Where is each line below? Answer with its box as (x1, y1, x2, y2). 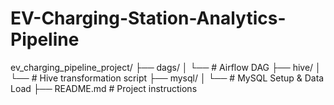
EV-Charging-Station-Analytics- (10, 7, 287, 30)
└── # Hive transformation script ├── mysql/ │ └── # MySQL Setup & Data (10, 72, 325, 84)
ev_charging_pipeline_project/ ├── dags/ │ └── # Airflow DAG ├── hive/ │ (10, 61, 322, 73)
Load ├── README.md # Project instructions (10, 82, 198, 94)
